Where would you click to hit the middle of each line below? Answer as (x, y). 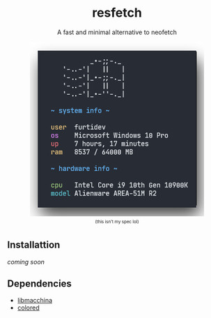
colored (28, 308)
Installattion (34, 245)
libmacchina (35, 301)
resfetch (117, 13)
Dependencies (39, 283)
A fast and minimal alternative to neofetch (117, 32)
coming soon (26, 262)
